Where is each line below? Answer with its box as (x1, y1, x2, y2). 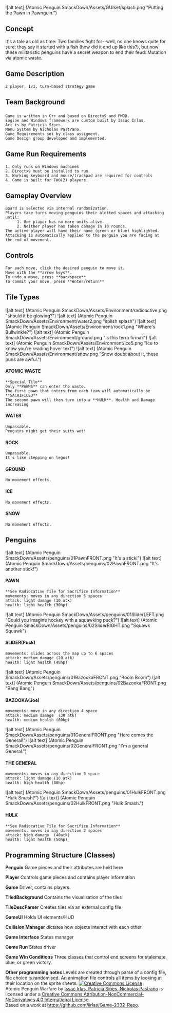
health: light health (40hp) (5, 660, 68, 665)
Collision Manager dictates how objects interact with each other (5, 924, 142, 930)
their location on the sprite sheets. (5, 980, 78, 986)
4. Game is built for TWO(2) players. (5, 177, 88, 183)
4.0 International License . (36, 997, 90, 1003)
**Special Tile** (5, 379, 43, 385)
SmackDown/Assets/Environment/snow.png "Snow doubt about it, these (5, 351, 159, 357)
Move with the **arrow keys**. (5, 270, 72, 275)
